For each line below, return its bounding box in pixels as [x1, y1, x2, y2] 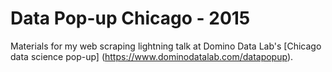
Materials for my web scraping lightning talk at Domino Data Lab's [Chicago [10, 40, 322, 52]
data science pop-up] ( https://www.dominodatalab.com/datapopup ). [10, 50, 294, 62]
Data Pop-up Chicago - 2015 [10, 7, 251, 30]
